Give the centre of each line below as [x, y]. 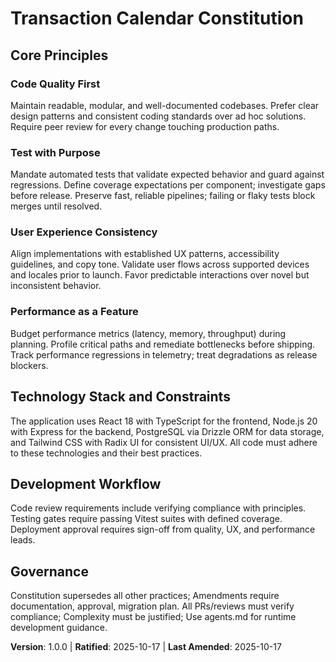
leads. [23, 540]
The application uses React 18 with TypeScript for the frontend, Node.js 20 [164, 421]
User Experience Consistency [84, 232]
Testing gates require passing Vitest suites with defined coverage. [146, 519]
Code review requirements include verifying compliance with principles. [158, 508]
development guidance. [59, 628]
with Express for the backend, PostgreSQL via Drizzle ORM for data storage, [167, 431]
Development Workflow [86, 483]
